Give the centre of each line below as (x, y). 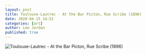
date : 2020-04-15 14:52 (29, 19)
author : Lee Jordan (25, 28)
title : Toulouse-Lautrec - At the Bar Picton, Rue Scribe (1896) (73, 14)
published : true (22, 32)
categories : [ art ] (24, 23)
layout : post (18, 10)
